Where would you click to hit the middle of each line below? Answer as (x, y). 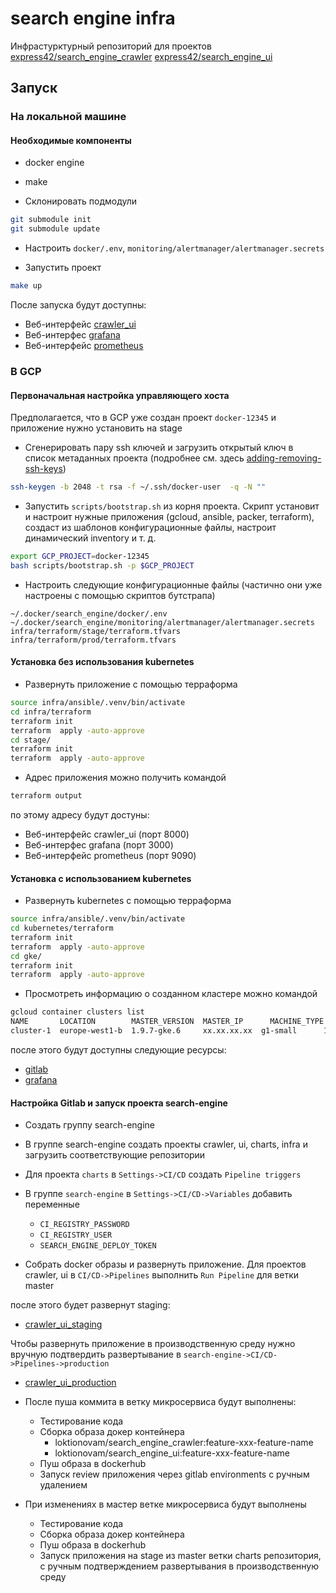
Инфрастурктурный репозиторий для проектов (111, 46)
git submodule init (51, 220)
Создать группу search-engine (89, 1125)
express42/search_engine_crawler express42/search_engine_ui (141, 56)
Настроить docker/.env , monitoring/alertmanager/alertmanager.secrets (174, 248)
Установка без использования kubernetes (102, 662)
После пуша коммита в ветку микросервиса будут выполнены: (160, 1402)
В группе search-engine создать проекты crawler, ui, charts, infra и (166, 1144)
